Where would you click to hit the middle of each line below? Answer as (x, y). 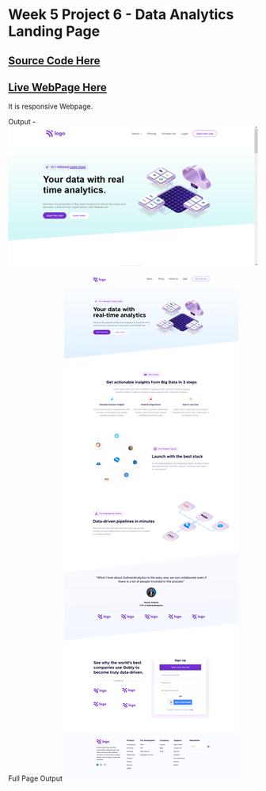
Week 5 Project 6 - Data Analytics (121, 15)
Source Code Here (54, 61)
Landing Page (54, 31)
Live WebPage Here (57, 87)
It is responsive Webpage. (51, 106)
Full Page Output (36, 778)
